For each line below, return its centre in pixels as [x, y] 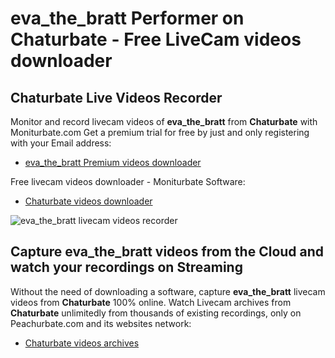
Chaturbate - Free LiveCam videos [156, 39]
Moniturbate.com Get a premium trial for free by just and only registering [160, 132]
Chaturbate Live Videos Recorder [116, 97]
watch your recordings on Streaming [126, 267]
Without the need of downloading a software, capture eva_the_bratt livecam [168, 291]
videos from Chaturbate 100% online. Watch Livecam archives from [151, 302]
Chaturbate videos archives [82, 343]
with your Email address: [61, 143]
